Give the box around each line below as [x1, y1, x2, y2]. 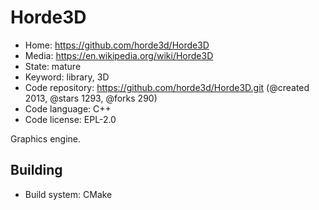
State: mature [24, 60, 82, 72]
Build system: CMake [24, 188, 113, 200]
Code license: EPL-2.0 [24, 113, 117, 125]
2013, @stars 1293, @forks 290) [24, 92, 158, 104]
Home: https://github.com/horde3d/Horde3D [24, 39, 210, 51]
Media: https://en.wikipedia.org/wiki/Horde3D [24, 49, 214, 61]
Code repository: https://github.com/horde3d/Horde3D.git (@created [24, 81, 310, 93]
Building [10, 162, 63, 179]
